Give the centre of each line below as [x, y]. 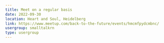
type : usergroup [22, 33]
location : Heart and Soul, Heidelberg [45, 19]
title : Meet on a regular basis [39, 10]
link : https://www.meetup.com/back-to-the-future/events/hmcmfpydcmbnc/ [82, 23]
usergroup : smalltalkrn [30, 28]
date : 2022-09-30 [23, 14]
